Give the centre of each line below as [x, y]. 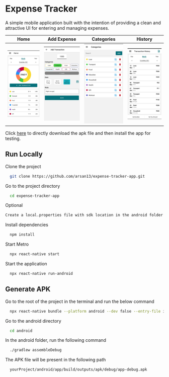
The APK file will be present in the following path [56, 360]
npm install [22, 235]
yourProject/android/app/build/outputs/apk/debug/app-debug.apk [78, 370]
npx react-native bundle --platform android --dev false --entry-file [85, 311]
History [144, 39]
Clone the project [23, 166]
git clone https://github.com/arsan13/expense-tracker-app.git [77, 176]
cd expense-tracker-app [34, 196]
